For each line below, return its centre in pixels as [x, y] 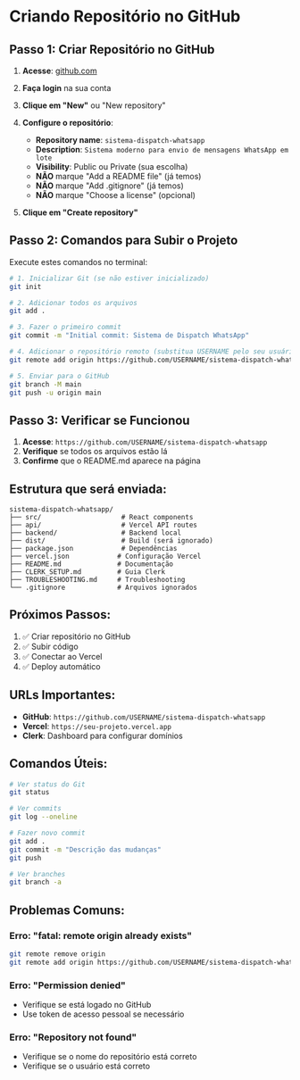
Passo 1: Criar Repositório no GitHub [112, 50]
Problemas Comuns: [67, 910]
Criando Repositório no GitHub [125, 17]
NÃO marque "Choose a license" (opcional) [116, 195]
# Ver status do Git [48, 784]
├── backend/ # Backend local [95, 533]
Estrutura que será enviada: [88, 489]
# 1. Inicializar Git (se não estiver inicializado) [109, 278]
